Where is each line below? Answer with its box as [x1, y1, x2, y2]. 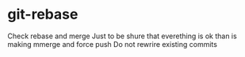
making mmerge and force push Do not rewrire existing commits [7, 39, 217, 48]
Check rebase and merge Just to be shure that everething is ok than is [7, 31, 237, 41]
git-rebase [7, 5, 78, 23]
